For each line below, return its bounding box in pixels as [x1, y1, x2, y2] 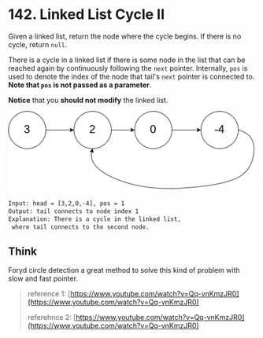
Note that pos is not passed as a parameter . [8, 80, 152, 90]
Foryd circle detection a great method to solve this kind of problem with [8, 266, 240, 275]
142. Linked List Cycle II [8, 6, 165, 24]
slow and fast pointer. [8, 274, 79, 284]
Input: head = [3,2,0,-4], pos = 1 [8, 200, 125, 208]
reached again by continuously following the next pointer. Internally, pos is [8, 63, 248, 72]
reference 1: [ [27, 289, 71, 299]
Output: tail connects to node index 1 [8, 208, 139, 215]
